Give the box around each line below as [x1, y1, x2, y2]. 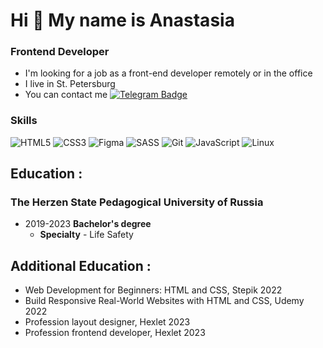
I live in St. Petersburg [24, 78, 116, 90]
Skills [10, 114, 38, 128]
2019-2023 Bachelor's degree [24, 218, 152, 230]
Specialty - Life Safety [39, 229, 134, 241]
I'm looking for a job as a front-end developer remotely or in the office [24, 67, 313, 79]
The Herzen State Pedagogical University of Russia [10, 195, 264, 209]
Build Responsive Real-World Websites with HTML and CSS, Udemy [24, 295, 305, 307]
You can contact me [24, 89, 108, 101]
